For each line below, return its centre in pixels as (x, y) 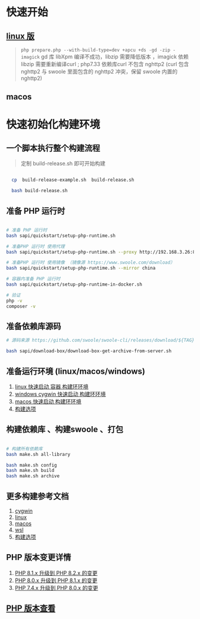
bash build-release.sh (40, 191)
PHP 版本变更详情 (39, 557)
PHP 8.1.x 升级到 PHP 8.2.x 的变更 (56, 573)
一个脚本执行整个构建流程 (53, 148)
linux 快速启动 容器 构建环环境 (51, 386)
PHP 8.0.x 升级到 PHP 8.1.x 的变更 (56, 580)
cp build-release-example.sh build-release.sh (73, 180)
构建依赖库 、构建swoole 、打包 (65, 429)
